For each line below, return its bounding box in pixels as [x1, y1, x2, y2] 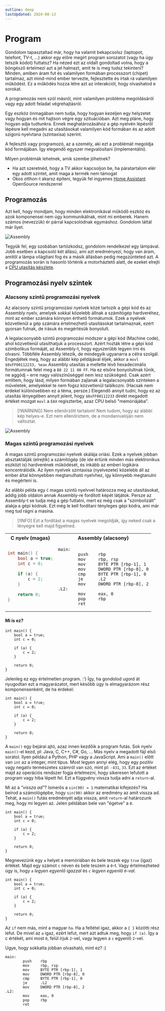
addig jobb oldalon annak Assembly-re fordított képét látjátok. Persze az [5, 492, 152, 499]
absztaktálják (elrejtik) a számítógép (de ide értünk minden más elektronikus [5, 457, 160, 463]
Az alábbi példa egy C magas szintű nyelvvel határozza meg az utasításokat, [5, 487, 160, 493]
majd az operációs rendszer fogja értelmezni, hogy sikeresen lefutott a [5, 770, 149, 776]
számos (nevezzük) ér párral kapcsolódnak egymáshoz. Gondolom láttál [5, 219, 152, 225]
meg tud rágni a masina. [5, 508, 54, 514]
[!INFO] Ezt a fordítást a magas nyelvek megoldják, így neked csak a [17, 518, 156, 524]
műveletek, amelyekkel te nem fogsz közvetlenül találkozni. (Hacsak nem [5, 382, 154, 388]
